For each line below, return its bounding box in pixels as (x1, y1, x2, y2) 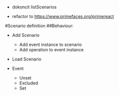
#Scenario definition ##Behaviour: (5, 23, 74, 29)
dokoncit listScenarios (12, 4, 57, 10)
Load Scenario (12, 56, 42, 62)
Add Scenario (12, 32, 40, 38)
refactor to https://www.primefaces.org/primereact (12, 14, 114, 19)
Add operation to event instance (19, 47, 84, 52)
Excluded (19, 80, 38, 86)
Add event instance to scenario (19, 42, 82, 47)
